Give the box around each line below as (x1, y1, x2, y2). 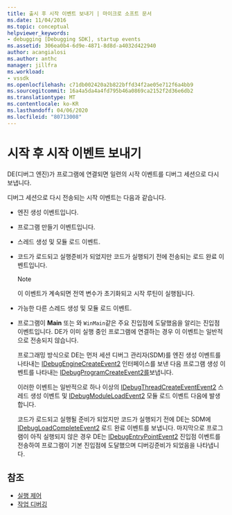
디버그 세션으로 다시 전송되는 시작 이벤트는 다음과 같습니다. (7, 193, 166, 201)
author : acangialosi (7, 49, 67, 56)
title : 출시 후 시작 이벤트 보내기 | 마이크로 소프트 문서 (7, 10, 152, 17)
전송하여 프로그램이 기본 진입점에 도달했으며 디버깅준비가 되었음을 (17, 441, 195, 449)
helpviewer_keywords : (7, 29, 70, 37)
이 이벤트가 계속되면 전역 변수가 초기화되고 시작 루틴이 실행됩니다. (17, 289, 195, 297)
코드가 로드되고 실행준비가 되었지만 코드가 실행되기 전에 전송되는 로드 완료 (17, 252, 217, 260)
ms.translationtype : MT (7, 94, 76, 101)
